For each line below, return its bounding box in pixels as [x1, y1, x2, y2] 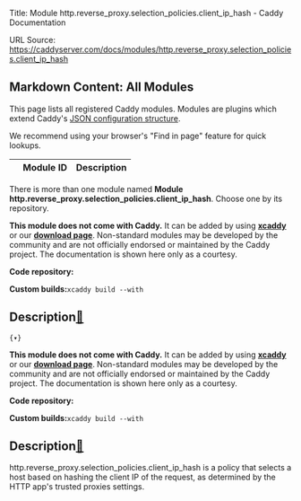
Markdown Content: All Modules [9, 80, 194, 95]
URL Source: [9, 35, 56, 45]
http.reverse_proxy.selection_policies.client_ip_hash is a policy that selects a [9, 462, 292, 473]
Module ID [22, 161, 67, 173]
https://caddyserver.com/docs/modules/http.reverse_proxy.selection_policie [9, 44, 292, 55]
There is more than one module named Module [9, 183, 184, 194]
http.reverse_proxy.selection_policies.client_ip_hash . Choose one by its [9, 193, 283, 204]
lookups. [9, 139, 42, 151]
